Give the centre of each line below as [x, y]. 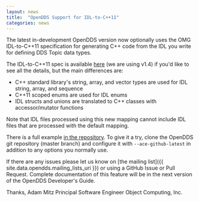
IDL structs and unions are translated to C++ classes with [86, 101]
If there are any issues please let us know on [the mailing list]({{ [85, 162]
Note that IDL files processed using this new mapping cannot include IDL [96, 119]
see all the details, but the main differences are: [65, 71]
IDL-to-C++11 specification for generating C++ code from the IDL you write [99, 46]
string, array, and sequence [49, 89]
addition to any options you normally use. [57, 150]
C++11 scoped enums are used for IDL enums [71, 95]
